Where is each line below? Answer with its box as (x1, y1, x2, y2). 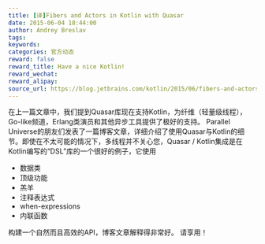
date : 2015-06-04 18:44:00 (8, 19, 97, 27)
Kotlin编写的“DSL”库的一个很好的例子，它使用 (8, 146, 156, 156)
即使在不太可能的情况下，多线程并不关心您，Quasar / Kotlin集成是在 (21, 137, 243, 146)
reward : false (8, 56, 55, 64)
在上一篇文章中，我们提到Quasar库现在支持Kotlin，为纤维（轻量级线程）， (8, 107, 247, 116)
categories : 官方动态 (8, 48, 75, 56)
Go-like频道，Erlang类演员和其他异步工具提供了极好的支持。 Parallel (8, 117, 230, 127)
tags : (8, 33, 26, 42)
